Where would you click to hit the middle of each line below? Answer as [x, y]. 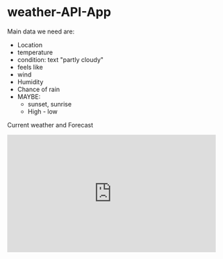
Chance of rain [39, 89]
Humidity [30, 81]
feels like [30, 67]
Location [30, 45]
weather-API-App [59, 12]
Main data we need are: [41, 31]
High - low [42, 111]
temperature [35, 52]
